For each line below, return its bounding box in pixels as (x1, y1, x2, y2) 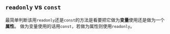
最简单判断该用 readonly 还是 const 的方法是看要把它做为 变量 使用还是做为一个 (5, 16, 165, 23)
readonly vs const (5, 3, 61, 11)
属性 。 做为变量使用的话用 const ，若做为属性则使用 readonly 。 (5, 23, 135, 29)
